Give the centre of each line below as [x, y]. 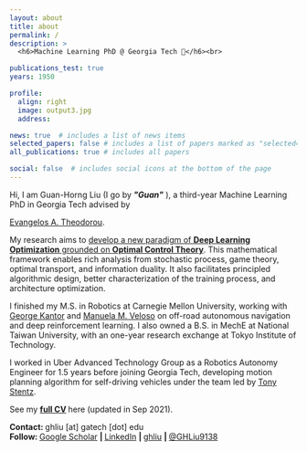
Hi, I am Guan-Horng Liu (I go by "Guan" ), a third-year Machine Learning [148, 194]
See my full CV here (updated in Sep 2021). [91, 409]
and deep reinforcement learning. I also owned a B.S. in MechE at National [149, 325]
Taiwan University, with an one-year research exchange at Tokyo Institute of [153, 335]
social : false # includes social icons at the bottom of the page [141, 169]
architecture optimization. [58, 288]
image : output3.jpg [55, 110]
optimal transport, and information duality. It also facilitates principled [140, 268]
